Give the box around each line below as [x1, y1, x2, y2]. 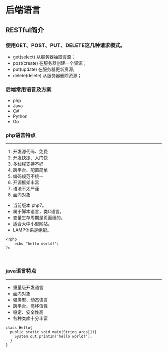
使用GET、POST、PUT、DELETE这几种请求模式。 [5, 42, 125, 48]
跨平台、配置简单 [12, 167, 48, 173]
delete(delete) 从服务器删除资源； [12, 72, 82, 78]
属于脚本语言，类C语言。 [12, 209, 64, 215]
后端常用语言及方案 [5, 86, 52, 93]
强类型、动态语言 [12, 297, 48, 303]
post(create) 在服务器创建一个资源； [12, 60, 87, 66]
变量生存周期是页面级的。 [12, 215, 65, 220]
